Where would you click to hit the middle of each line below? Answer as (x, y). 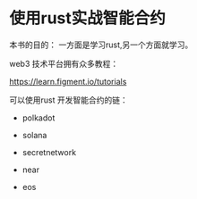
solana (34, 135)
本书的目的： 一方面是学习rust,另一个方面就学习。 (101, 45)
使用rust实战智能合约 (87, 18)
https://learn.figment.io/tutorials (68, 81)
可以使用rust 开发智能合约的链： (69, 100)
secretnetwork (49, 152)
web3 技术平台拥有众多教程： (64, 63)
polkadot (39, 118)
